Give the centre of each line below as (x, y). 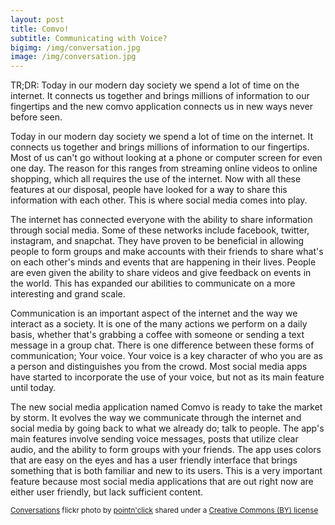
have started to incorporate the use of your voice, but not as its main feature (167, 377)
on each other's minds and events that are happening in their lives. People (163, 262)
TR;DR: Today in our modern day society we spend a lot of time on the (155, 85)
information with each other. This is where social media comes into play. (159, 200)
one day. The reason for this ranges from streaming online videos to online (164, 168)
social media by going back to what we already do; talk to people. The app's (167, 428)
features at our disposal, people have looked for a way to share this (149, 190)
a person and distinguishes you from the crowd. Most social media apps (159, 367)
